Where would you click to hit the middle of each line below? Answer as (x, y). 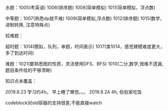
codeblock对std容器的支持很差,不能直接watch (54, 103)
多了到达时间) (20, 53)
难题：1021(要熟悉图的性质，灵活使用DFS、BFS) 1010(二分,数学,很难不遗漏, (84, 64)
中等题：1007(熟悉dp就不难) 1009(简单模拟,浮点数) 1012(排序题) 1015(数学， (85, 18)
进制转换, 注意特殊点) (28, 25)
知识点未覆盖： (21, 81)
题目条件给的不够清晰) (29, 70)
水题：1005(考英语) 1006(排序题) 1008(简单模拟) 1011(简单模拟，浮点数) (80, 7)
